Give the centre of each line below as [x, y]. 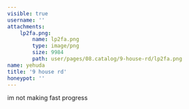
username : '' [26, 20]
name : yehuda [26, 65]
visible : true [28, 14]
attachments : [26, 26]
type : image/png [56, 46]
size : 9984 [48, 53]
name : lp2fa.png [56, 40]
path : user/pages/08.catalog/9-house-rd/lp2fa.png [107, 59]
